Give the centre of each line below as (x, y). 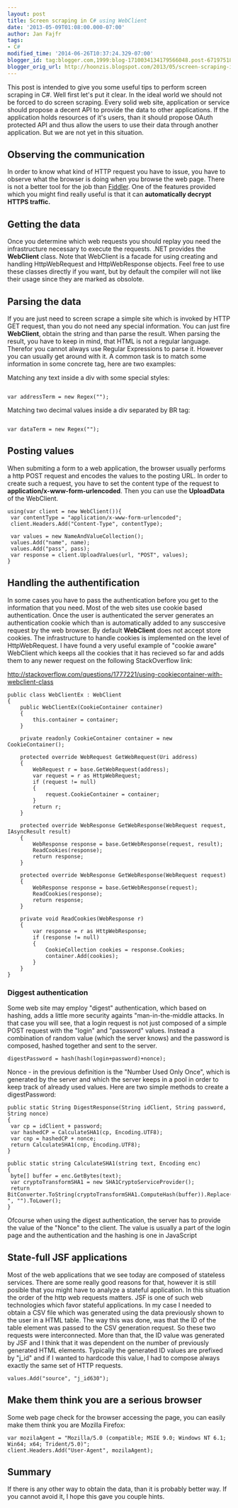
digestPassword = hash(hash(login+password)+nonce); (87, 1059)
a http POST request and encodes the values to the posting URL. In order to (118, 475)
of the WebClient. (33, 498)
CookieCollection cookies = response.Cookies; (115, 949)
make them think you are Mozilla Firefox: (67, 1425)
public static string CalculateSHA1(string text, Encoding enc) (104, 1163)
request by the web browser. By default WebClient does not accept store (114, 630)
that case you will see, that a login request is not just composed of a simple (117, 1023)
